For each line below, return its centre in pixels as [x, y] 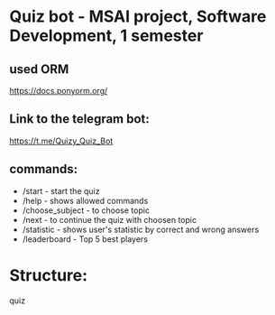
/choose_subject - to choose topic [86, 210]
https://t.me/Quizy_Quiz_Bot [61, 141]
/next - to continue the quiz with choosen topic [109, 219]
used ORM [39, 69]
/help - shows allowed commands [85, 200]
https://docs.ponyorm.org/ [59, 91]
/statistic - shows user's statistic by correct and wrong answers [141, 229]
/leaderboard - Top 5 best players [85, 239]
